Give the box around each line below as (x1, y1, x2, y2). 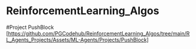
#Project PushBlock (6, 24, 54, 31)
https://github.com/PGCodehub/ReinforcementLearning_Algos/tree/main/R (8, 30, 190, 37)
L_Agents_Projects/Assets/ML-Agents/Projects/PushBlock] (6, 36, 149, 43)
